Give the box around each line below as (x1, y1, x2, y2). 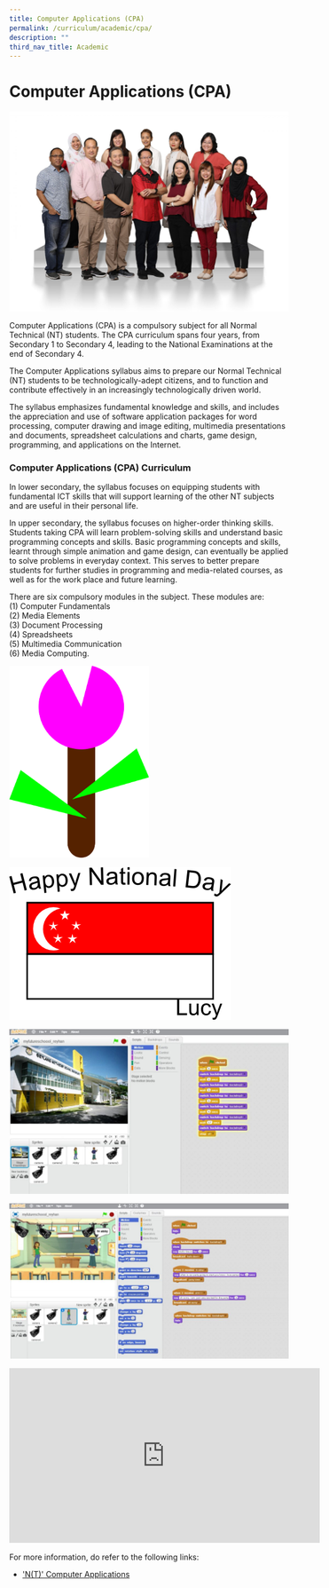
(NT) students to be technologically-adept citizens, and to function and (9, 375, 269, 385)
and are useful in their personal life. (9, 501, 139, 511)
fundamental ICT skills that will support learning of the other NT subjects (9, 491, 275, 502)
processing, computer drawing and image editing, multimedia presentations (9, 420, 286, 431)
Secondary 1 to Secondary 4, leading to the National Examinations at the (9, 338, 273, 350)
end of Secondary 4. (9, 348, 84, 359)
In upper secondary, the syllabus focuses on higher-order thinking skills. (9, 517, 274, 528)
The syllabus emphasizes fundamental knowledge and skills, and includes (9, 401, 279, 412)
